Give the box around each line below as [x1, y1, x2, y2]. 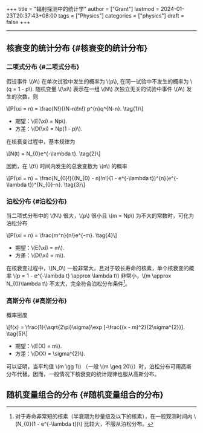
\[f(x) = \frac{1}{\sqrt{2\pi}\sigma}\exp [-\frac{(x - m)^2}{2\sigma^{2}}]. [6, 323, 185, 331]
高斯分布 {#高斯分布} [6, 296, 68, 305]
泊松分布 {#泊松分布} [6, 197, 68, 206]
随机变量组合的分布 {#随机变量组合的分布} [6, 389, 164, 400]
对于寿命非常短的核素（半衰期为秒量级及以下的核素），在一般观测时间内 [14, 412, 193, 420]
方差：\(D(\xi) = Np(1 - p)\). [14, 125, 83, 132]
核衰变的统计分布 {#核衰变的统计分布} [6, 43, 148, 53]
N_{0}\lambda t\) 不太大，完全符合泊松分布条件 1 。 [6, 279, 131, 287]
